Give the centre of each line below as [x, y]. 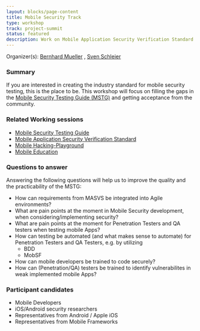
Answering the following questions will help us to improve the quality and [96, 180]
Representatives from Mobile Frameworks [66, 322]
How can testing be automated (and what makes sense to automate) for [103, 236]
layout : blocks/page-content [42, 12]
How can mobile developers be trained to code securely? [85, 261]
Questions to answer [37, 167]
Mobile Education [36, 151]
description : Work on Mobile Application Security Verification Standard [100, 39]
